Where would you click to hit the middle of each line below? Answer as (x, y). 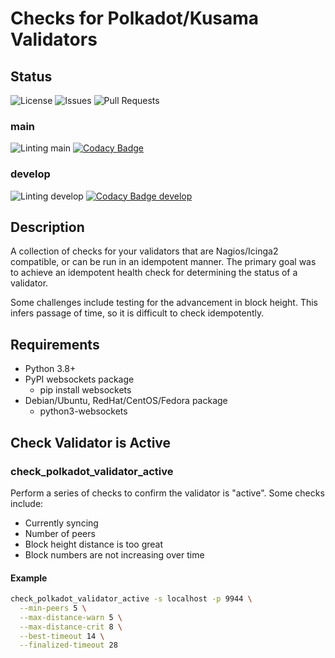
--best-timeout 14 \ (62, 636)
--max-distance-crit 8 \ (71, 627)
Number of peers (60, 533)
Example (29, 578)
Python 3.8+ (50, 369)
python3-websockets (83, 411)
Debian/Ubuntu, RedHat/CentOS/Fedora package (126, 401)
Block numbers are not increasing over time (114, 554)
